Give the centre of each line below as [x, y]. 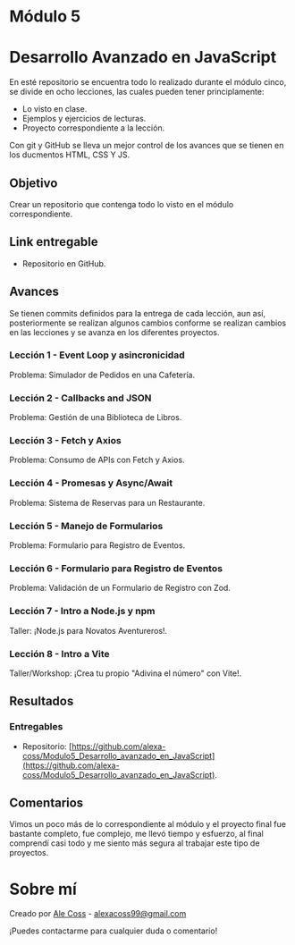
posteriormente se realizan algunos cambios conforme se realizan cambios [148, 323]
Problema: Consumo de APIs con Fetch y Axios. [97, 460]
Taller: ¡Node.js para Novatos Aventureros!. [88, 630]
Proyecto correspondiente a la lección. [93, 128]
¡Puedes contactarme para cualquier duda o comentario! [114, 931]
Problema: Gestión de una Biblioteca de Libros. [96, 418]
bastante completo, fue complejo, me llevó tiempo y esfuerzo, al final [136, 834]
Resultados [42, 701]
